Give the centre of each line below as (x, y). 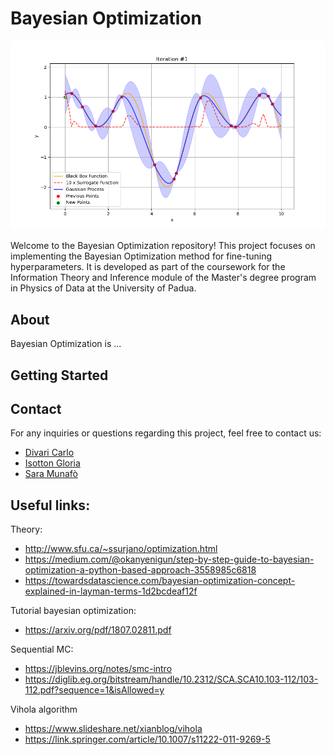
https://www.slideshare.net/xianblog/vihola (113, 729)
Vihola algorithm (44, 709)
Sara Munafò (51, 474)
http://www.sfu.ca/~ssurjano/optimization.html (121, 549)
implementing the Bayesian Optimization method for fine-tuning (141, 256)
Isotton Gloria (52, 463)
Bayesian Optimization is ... (66, 344)
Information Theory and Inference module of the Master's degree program (163, 278)
